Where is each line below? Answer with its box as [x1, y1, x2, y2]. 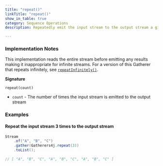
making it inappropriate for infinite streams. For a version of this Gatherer [5, 62, 151, 67]
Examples [5, 111, 29, 118]
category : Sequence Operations [5, 20, 68, 26]
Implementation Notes [5, 46, 59, 52]
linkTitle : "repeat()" [5, 12, 51, 17]
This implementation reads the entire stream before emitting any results [5, 56, 148, 62]
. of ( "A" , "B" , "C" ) [14, 139, 53, 144]
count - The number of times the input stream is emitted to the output [12, 94, 151, 100]
